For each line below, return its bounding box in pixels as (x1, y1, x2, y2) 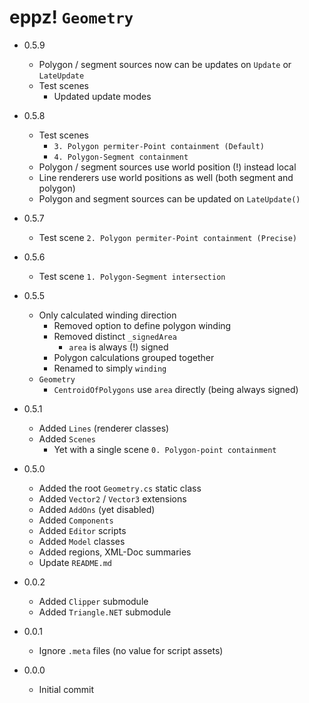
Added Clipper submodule (38, 595, 149, 607)
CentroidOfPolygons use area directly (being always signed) (53, 383, 299, 395)
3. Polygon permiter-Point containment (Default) (53, 141, 265, 151)
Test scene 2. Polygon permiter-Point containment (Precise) (38, 231, 297, 243)
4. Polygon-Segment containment (53, 152, 189, 162)
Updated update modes (53, 90, 152, 102)
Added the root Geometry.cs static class (38, 482, 202, 494)
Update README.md (38, 556, 112, 568)
